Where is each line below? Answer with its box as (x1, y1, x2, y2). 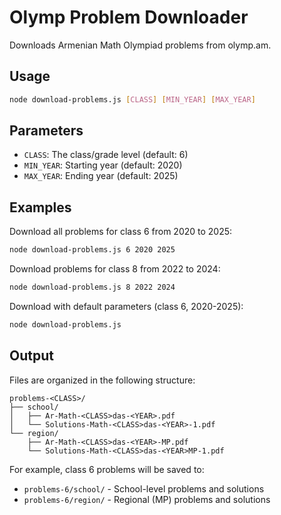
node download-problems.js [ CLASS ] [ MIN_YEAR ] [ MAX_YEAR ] (9, 94, 256, 105)
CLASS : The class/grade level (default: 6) (23, 149, 189, 161)
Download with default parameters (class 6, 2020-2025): (9, 301, 244, 312)
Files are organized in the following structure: (9, 374, 196, 386)
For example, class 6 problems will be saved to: (9, 463, 205, 475)
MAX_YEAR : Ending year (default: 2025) (23, 170, 179, 182)
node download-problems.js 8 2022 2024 (9, 282, 176, 293)
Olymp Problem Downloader (9, 6, 249, 29)
